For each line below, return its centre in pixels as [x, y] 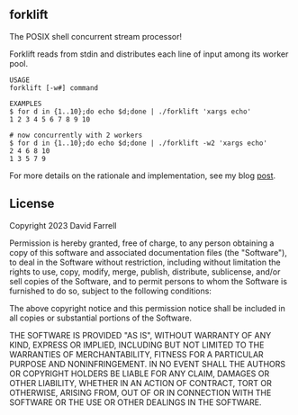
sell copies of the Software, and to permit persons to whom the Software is [149, 281]
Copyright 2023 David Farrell [63, 225]
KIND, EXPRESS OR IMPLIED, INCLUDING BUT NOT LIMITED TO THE [137, 345]
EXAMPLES [26, 104]
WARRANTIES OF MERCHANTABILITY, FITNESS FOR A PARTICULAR [136, 354]
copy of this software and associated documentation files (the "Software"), [149, 252]
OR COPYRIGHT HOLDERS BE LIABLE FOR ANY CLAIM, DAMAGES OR [140, 374]
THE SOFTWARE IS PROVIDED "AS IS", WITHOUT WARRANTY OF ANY [140, 335]
